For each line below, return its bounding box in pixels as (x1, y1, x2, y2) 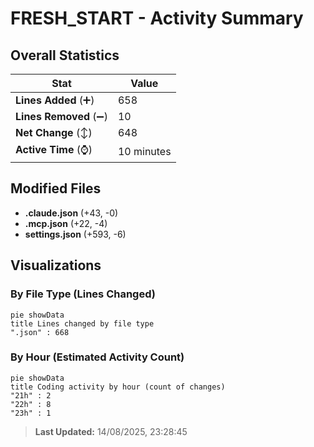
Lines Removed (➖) (15, 110, 108, 123)
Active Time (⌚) (15, 143, 93, 156)
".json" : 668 (10, 327, 70, 337)
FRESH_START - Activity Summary (10, 7, 304, 30)
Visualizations (10, 257, 102, 274)
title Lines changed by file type (10, 318, 155, 329)
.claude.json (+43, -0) (24, 207, 119, 219)
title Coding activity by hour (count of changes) (10, 382, 226, 392)
